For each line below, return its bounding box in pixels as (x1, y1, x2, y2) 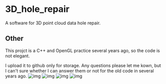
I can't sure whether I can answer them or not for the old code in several (5, 68, 154, 74)
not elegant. (5, 53, 30, 59)
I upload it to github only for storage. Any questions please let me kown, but (5, 62, 161, 68)
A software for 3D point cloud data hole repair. (5, 20, 101, 26)
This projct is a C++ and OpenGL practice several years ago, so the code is (5, 47, 160, 53)
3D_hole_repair (5, 3, 70, 15)
